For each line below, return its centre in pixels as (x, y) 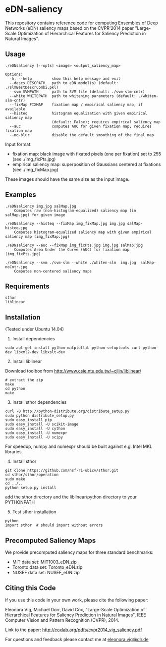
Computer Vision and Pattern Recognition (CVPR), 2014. (62, 620)
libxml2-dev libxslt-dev (40, 352)
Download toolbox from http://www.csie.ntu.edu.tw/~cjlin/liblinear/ (73, 371)
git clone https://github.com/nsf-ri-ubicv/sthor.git (62, 471)
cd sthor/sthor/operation (32, 475)
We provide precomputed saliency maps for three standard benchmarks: (79, 552)
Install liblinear (27, 361)
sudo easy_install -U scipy (34, 437)
